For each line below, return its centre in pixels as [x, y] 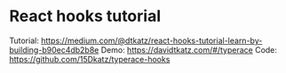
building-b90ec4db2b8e [54, 49]
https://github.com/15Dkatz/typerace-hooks [90, 59]
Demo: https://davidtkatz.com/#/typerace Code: [189, 49]
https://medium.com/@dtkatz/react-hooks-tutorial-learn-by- [152, 40]
